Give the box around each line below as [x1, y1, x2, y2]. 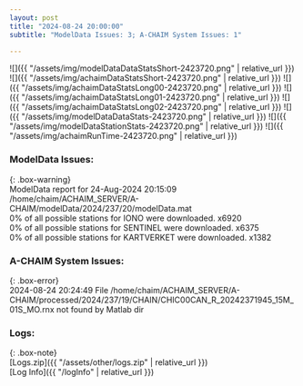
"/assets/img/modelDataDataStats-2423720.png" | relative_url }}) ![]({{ [21, 111, 287, 123]
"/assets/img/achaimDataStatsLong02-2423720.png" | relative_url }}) [21, 102, 282, 113]
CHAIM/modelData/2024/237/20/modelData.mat [9, 203, 193, 213]
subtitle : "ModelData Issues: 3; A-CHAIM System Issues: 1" [9, 30, 243, 39]
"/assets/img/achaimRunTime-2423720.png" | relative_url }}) [9, 131, 238, 142]
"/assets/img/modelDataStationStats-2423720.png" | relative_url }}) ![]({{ [9, 121, 284, 132]
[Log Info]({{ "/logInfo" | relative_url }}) [9, 367, 155, 378]
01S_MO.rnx [9, 303, 55, 314]
